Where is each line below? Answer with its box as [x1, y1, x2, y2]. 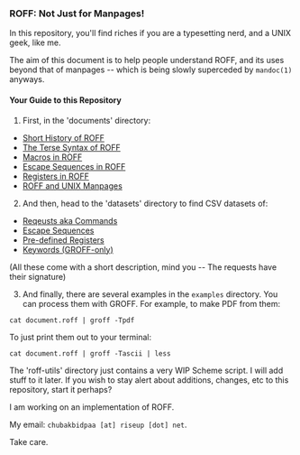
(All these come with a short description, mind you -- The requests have [9, 261, 277, 273]
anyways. [9, 74, 45, 85]
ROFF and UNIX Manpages [22, 180, 123, 191]
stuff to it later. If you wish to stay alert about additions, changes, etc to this [9, 374, 289, 385]
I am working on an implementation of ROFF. [9, 401, 175, 413]
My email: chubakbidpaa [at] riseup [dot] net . [9, 419, 187, 430]
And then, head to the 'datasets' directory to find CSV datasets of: [22, 198, 268, 209]
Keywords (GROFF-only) [22, 244, 114, 255]
